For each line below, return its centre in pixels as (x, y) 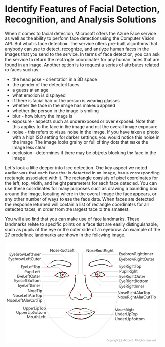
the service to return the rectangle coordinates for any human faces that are (82, 59)
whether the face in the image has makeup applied (64, 105)
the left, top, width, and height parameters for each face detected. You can (81, 183)
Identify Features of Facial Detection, (82, 9)
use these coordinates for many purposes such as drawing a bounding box (81, 188)
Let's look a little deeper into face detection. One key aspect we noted (76, 167)
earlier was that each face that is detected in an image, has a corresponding (82, 173)
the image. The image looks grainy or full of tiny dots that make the (80, 142)
